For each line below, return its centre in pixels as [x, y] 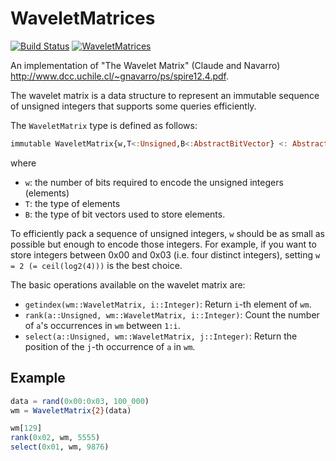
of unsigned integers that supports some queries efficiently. [133, 106]
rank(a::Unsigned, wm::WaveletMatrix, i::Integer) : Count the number [172, 314]
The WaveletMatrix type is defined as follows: [104, 125]
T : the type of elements [72, 203]
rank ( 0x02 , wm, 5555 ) [55, 438]
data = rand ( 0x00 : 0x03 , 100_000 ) [80, 401]
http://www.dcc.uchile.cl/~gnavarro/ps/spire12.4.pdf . [120, 76]
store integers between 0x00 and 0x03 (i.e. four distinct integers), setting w [165, 254]
